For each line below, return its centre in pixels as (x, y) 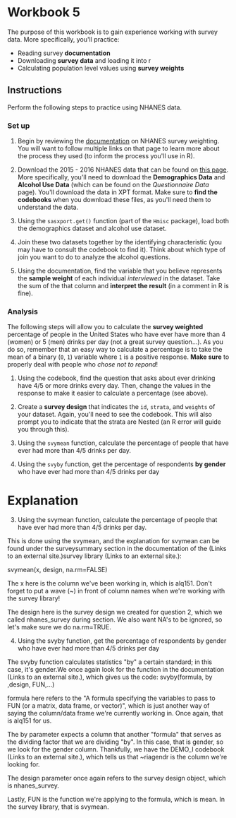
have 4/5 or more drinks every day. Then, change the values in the (114, 386)
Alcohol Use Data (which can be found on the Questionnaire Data (113, 185)
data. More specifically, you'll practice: (63, 39)
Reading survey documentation (64, 53)
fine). (25, 293)
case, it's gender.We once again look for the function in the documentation (116, 670)
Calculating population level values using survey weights (101, 68)
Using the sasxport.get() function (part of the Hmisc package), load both (123, 221)
